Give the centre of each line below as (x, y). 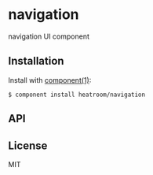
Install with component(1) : (50, 80)
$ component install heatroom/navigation (77, 95)
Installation (36, 61)
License (28, 145)
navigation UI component (49, 36)
